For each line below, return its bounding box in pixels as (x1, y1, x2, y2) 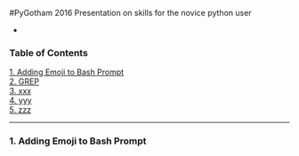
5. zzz (9, 105, 32, 115)
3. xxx (9, 86, 32, 97)
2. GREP (9, 76, 40, 87)
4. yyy (9, 95, 33, 105)
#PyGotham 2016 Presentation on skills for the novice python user (9, 8, 252, 18)
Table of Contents (9, 46, 89, 58)
